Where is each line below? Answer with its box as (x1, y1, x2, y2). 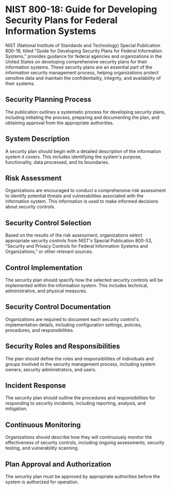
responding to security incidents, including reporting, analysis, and (5, 400, 146, 407)
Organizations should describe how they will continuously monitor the (5, 434, 152, 440)
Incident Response (5, 381, 66, 390)
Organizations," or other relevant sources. (5, 248, 93, 254)
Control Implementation (5, 263, 83, 272)
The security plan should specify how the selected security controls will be (5, 277, 163, 283)
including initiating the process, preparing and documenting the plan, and (5, 114, 160, 120)
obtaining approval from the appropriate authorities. (5, 119, 114, 126)
